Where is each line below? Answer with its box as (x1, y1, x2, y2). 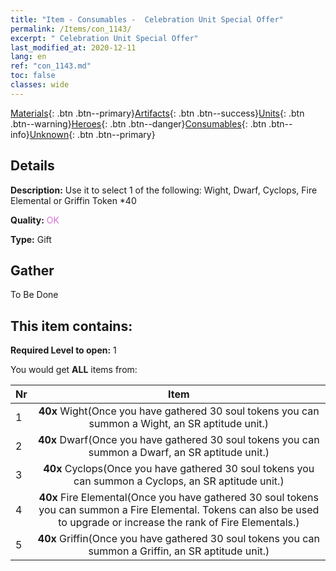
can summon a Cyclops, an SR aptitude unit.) (73, 474, 285, 488)
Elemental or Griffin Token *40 (10, 194, 137, 206)
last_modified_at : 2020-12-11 (10, 42, 137, 53)
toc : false (10, 71, 56, 81)
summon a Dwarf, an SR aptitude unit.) (88, 446, 270, 460)
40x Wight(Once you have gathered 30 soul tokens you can (38, 404, 320, 418)
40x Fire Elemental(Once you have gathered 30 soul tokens (38, 491, 319, 505)
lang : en (10, 52, 47, 62)
